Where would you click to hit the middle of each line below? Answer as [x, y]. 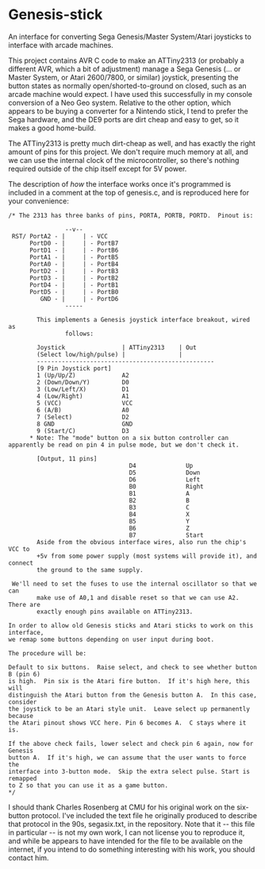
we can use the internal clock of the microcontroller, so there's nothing [124, 160]
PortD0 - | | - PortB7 [74, 243]
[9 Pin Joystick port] [74, 368]
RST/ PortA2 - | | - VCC [60, 236]
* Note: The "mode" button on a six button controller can [129, 438]
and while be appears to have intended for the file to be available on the [126, 840]
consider [23, 702]
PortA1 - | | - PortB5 [74, 257]
